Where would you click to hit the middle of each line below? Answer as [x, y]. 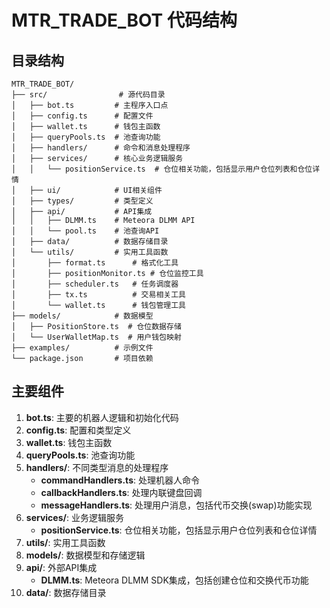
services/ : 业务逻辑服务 [74, 517]
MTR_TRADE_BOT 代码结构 [124, 20]
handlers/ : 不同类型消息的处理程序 [97, 467]
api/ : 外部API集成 [61, 567]
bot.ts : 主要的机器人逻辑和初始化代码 [102, 417]
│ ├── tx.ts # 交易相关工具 [98, 295]
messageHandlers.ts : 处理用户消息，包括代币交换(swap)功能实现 [176, 505]
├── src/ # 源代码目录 [88, 95]
